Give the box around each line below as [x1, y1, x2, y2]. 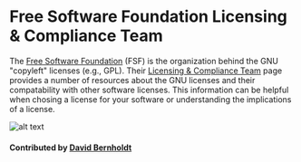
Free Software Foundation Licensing [9, 6, 288, 27]
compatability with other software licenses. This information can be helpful [9, 84, 289, 95]
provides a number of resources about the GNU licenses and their [9, 74, 256, 85]
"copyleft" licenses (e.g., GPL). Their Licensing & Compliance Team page [9, 65, 283, 76]
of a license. [9, 103, 56, 114]
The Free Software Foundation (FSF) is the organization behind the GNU [9, 55, 279, 66]
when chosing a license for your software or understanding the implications [9, 93, 292, 105]
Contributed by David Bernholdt [9, 142, 132, 153]
